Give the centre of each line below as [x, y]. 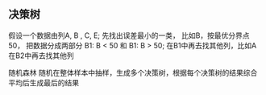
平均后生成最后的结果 [44, 82]
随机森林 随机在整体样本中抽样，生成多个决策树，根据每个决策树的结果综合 [133, 72]
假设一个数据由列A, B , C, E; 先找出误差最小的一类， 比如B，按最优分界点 [129, 35]
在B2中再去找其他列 [41, 56]
